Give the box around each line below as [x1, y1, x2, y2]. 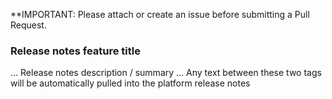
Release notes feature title [10, 44, 141, 58]
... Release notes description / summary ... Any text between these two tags [10, 67, 322, 79]
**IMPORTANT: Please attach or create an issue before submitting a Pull [10, 9, 310, 20]
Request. [10, 19, 47, 31]
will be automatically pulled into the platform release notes [10, 77, 251, 89]
